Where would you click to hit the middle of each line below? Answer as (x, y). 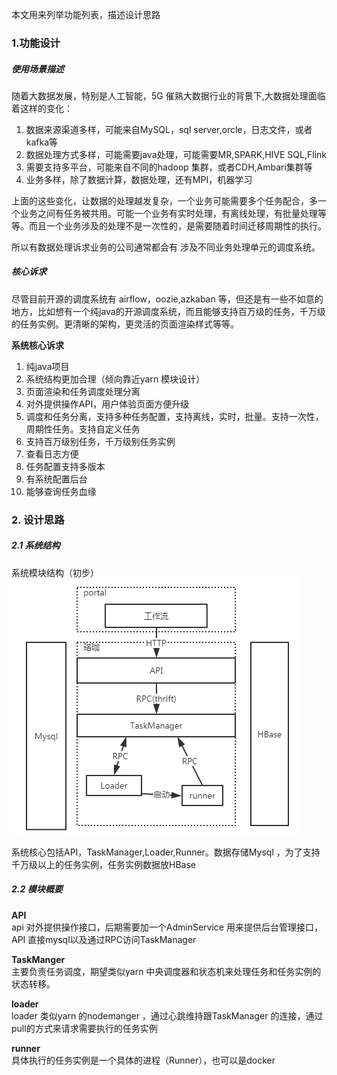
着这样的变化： (42, 108)
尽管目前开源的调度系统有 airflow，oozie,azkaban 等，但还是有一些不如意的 (167, 299)
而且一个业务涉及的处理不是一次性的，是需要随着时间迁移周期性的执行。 (177, 225)
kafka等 (42, 142)
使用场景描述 (37, 69)
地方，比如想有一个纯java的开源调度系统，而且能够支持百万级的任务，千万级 (168, 311)
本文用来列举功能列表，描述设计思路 (86, 14)
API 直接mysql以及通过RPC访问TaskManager (104, 939)
